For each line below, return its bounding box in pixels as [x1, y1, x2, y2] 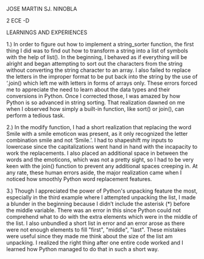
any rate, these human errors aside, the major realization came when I [6, 169, 182, 176]
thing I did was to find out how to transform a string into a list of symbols [6, 47, 189, 54]
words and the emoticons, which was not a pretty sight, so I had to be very [6, 156, 194, 163]
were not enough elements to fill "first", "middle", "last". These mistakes [6, 226, 187, 233]
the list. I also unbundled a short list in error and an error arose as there [6, 219, 185, 227]
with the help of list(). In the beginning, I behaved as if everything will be [6, 54, 188, 60]
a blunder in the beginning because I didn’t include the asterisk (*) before [6, 200, 191, 207]
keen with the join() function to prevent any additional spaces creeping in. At [6, 163, 198, 169]
